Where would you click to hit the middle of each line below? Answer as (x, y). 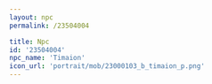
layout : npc (31, 17)
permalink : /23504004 (49, 26)
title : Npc (29, 42)
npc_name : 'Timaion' (48, 58)
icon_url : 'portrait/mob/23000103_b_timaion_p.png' (107, 66)
